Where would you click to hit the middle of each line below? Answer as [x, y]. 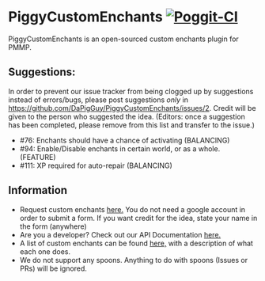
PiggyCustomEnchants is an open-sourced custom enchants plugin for [123, 39]
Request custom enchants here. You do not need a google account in [132, 209]
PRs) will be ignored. [53, 268]
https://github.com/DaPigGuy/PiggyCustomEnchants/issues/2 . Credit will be [132, 108]
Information [38, 190]
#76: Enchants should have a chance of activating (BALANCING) [125, 140]
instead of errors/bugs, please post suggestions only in [98, 100]
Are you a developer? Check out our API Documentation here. [120, 234]
